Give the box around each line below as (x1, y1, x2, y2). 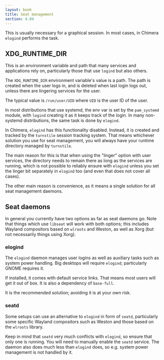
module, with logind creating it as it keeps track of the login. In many (5, 112, 144, 119)
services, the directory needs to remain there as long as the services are (5, 158, 153, 163)
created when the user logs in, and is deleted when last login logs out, (5, 82, 147, 89)
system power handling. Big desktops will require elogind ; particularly (5, 260, 147, 266)
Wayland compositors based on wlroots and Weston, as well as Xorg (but (5, 226, 154, 232)
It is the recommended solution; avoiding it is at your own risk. (5, 290, 131, 296)
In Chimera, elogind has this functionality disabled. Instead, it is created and (5, 127, 160, 133)
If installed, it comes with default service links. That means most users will (5, 275, 156, 281)
